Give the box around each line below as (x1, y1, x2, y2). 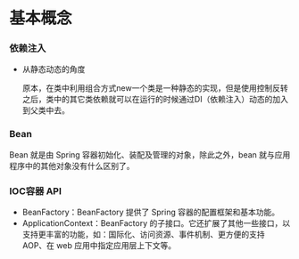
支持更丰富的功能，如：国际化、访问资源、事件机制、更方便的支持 (21, 229, 265, 240)
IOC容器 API (9, 184, 62, 197)
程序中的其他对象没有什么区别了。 (9, 160, 135, 171)
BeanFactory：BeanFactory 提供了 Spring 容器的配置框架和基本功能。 (21, 206, 279, 218)
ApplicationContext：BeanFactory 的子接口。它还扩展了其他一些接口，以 (21, 218, 291, 229)
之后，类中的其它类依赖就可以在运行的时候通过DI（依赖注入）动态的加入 (21, 94, 288, 105)
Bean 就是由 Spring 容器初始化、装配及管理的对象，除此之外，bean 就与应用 (9, 149, 291, 160)
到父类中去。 (21, 105, 70, 116)
